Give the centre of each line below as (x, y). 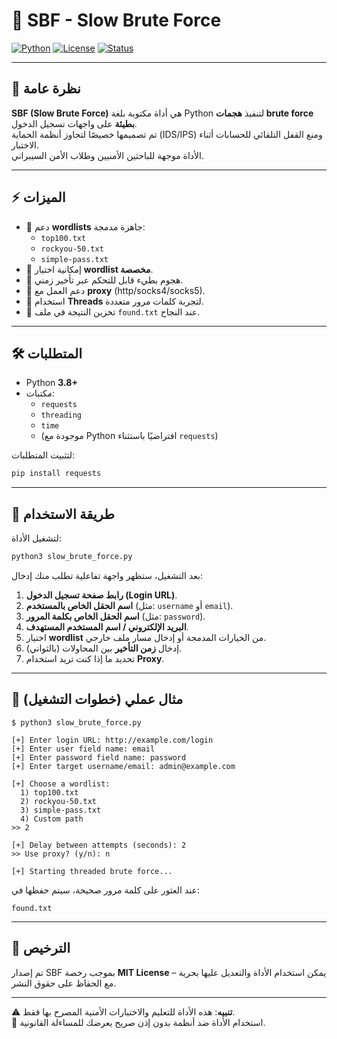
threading (61, 415)
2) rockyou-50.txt (59, 801)
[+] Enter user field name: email (83, 749)
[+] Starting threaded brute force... (92, 871)
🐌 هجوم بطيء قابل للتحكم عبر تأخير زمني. (104, 280)
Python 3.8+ (51, 383)
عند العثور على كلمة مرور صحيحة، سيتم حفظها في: (105, 890)
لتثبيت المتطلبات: (43, 455)
